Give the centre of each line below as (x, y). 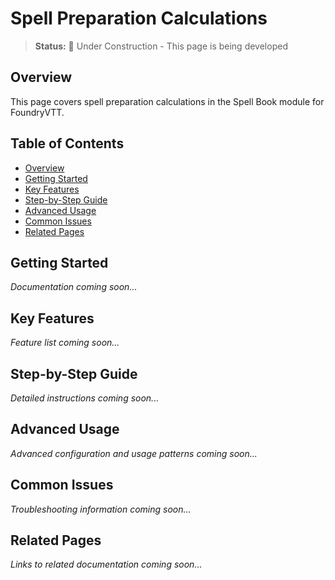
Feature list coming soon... (65, 343)
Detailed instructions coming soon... (85, 398)
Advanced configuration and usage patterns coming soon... (134, 453)
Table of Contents (67, 143)
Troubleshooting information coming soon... (101, 509)
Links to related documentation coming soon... (106, 564)
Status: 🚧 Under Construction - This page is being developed (161, 46)
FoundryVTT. (37, 112)
